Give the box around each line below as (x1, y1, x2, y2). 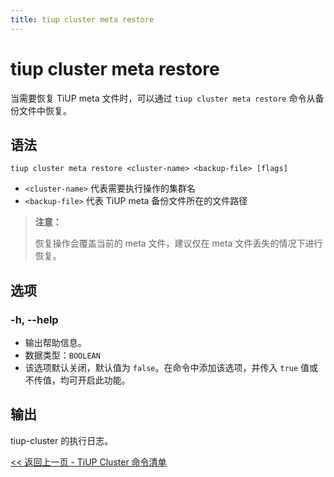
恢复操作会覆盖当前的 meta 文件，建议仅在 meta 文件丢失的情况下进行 (34, 237, 323, 250)
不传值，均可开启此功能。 (24, 374, 131, 386)
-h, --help (10, 312, 59, 326)
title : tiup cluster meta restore (10, 14, 155, 25)
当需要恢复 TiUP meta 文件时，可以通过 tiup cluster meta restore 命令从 (10, 92, 316, 104)
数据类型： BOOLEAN (24, 349, 101, 361)
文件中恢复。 (18, 104, 72, 116)
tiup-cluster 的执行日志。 (10, 434, 114, 446)
